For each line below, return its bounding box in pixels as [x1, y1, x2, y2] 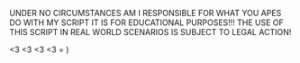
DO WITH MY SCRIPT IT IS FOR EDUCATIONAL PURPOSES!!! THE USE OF [9, 17, 284, 28]
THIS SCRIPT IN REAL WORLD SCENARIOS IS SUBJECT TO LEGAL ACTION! [9, 27, 292, 37]
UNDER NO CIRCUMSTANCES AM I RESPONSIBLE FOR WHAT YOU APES [9, 8, 282, 18]
